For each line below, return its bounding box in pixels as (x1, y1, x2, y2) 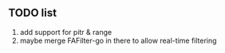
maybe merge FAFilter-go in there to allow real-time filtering (19, 36, 217, 45)
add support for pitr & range (19, 27, 112, 36)
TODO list (8, 6, 57, 20)
